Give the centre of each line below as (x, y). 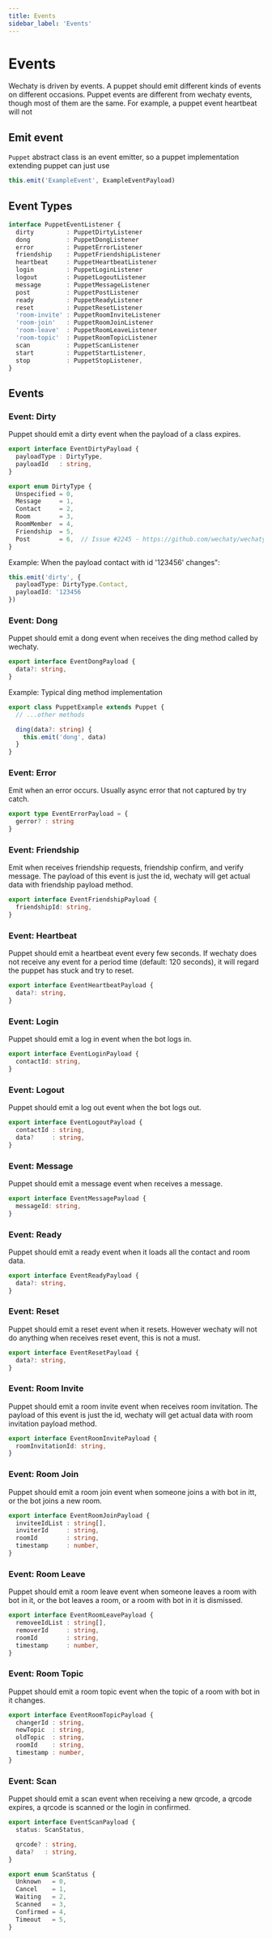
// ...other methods (50, 715)
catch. (19, 799)
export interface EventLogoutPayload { (76, 1123)
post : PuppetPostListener (77, 292)
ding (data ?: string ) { (54, 729)
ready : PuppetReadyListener (79, 300)
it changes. (27, 1700)
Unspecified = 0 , (45, 494)
